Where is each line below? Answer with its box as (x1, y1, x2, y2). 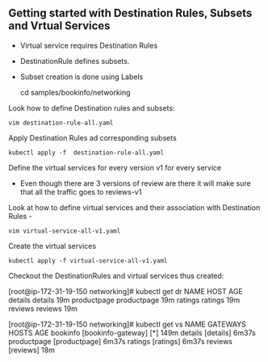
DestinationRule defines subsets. (19, 56, 130, 65)
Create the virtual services (8, 241, 97, 250)
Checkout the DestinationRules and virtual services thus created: (8, 271, 224, 280)
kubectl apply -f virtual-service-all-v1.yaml (8, 256, 168, 265)
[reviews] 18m (8, 345, 55, 355)
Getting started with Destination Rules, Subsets (8, 6, 253, 20)
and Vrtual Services (8, 19, 111, 33)
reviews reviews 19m (8, 303, 78, 314)
